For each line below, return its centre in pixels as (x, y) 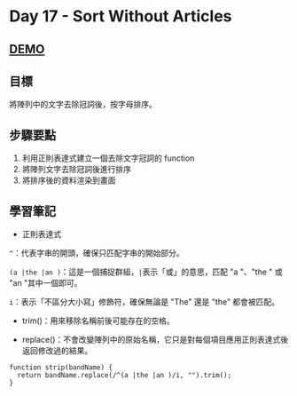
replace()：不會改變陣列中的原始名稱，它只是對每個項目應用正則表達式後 (155, 340)
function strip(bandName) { (61, 368)
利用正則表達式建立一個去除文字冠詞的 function (108, 158)
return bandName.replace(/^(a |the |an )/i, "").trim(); (125, 376)
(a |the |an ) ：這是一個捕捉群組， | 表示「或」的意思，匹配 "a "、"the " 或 (146, 272)
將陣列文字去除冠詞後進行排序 (76, 170)
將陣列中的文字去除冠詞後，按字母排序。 (83, 105)
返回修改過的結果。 (57, 351)
